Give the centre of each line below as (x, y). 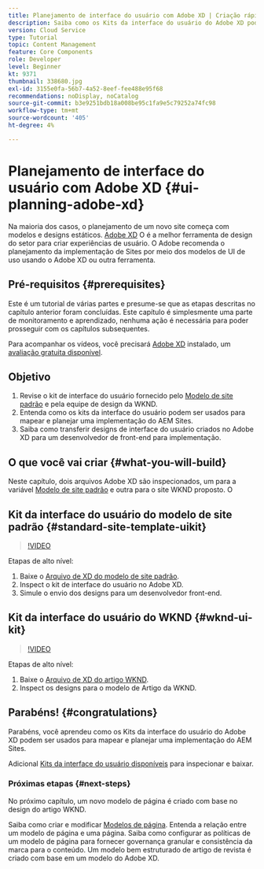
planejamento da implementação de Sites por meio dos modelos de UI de (127, 251)
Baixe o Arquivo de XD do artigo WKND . (84, 679)
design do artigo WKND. (47, 809)
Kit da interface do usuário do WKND (100, 618)
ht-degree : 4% (31, 125)
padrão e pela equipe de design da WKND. (89, 404)
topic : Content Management (52, 45)
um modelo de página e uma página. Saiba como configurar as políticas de (130, 833)
